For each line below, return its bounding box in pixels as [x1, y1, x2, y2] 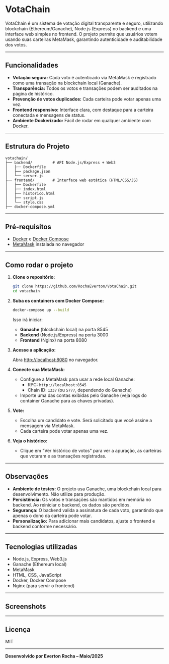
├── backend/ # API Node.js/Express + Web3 [5, 160, 116, 165]
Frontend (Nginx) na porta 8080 [20, 337, 87, 343]
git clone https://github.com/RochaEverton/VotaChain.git [12, 284, 137, 289]
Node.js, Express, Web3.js [12, 556, 67, 562]
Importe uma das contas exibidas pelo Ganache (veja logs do [20, 392, 147, 398]
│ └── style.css [5, 199, 44, 205]
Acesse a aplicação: [12, 347, 56, 353]
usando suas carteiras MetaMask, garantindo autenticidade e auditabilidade [5, 36, 162, 42]
